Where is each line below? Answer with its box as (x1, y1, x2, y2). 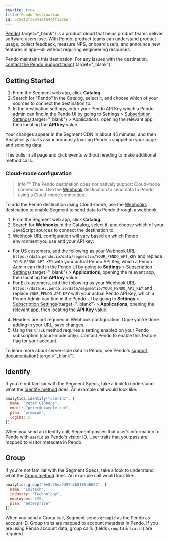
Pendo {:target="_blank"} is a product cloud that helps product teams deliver (5, 31, 163, 37)
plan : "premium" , (10, 410, 46, 415)
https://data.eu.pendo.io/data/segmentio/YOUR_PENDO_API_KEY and (12, 285, 152, 291)
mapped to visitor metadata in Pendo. (5, 439, 83, 445)
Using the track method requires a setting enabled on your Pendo (12, 327, 149, 333)
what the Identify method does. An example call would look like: (5, 386, 137, 393)
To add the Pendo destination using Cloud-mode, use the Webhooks (5, 202, 147, 208)
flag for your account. (12, 338, 58, 344)
